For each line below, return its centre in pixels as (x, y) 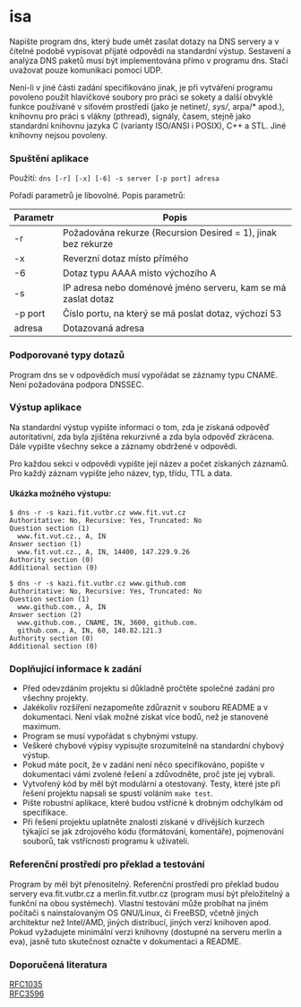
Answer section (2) (46, 615)
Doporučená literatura (58, 965)
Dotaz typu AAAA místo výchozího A (139, 273)
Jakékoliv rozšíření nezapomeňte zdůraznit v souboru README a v (145, 708)
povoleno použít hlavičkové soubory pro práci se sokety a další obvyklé (141, 97)
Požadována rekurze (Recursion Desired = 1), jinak (170, 233)
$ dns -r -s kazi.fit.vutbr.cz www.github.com (98, 584)
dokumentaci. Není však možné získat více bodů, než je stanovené (145, 717)
